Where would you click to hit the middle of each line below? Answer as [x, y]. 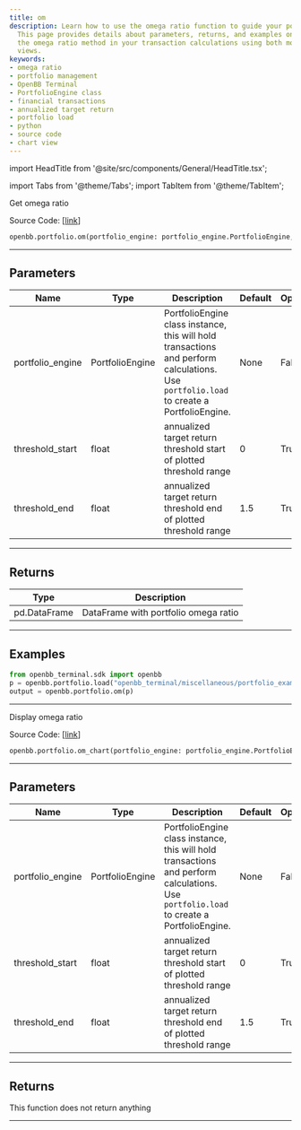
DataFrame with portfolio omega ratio [160, 613]
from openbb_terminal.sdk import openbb [86, 675]
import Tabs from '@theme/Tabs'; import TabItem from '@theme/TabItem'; [147, 186]
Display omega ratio [46, 717]
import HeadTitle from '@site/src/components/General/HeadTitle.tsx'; [138, 168]
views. [30, 51]
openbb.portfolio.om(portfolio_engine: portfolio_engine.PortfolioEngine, [152, 237]
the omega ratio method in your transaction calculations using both [150, 43]
